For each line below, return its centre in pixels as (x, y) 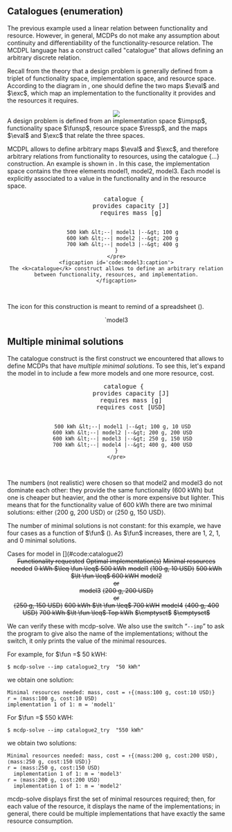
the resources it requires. (43, 100)
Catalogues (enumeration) (65, 11)
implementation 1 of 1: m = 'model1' (62, 705)
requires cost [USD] (131, 407)
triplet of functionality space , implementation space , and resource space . (112, 78)
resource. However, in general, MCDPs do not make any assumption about (114, 35)
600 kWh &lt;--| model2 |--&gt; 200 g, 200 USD (123, 432)
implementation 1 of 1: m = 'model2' (68, 786)
